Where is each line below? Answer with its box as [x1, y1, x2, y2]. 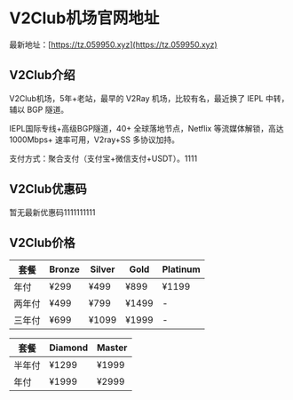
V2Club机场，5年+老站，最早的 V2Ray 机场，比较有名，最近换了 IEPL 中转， [9, 92, 289, 103]
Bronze [49, 263, 80, 276]
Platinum [162, 263, 202, 276]
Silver [90, 263, 115, 276]
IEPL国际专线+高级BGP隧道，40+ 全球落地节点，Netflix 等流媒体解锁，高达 [9, 123, 284, 133]
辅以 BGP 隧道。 [9, 104, 69, 115]
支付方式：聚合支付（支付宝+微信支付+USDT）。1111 [9, 153, 198, 164]
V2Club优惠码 [9, 181, 87, 196]
